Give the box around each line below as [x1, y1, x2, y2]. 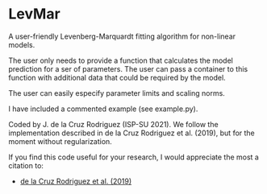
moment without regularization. [8, 136, 113, 146]
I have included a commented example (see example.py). [8, 104, 198, 114]
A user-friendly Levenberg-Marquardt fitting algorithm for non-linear [8, 31, 236, 41]
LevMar [8, 5, 60, 23]
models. [8, 39, 35, 49]
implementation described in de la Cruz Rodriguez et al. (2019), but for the [8, 128, 256, 138]
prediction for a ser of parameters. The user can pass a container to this [8, 64, 248, 73]
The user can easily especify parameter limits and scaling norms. [8, 88, 226, 97]
